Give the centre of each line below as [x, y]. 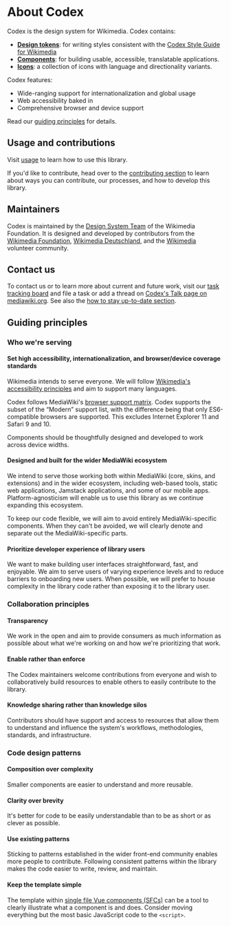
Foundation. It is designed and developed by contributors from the [101, 233]
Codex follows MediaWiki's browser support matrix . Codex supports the [109, 402]
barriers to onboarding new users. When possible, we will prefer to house [111, 579]
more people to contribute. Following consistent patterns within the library [112, 861]
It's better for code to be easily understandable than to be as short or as [109, 816]
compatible [23, 416]
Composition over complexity [51, 769]
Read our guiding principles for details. [62, 121]
